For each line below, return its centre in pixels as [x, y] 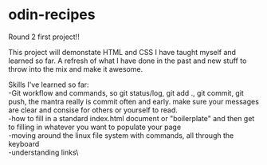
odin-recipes [52, 15]
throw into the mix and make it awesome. [76, 69]
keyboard [24, 143]
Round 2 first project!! [44, 37]
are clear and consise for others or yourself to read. [93, 110]
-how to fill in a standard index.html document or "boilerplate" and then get [132, 118]
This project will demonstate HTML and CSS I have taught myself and [122, 52]
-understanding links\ [43, 152]
